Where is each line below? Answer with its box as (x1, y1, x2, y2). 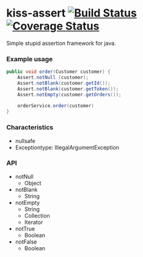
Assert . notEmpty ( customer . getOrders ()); (17, 91, 122, 98)
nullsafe (15, 137, 35, 144)
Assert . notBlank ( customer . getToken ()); (17, 86, 119, 92)
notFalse (15, 238, 37, 245)
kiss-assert (6, 6, 66, 20)
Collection (24, 212, 50, 219)
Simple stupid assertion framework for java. (6, 39, 116, 47)
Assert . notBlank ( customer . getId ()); (17, 80, 111, 86)
